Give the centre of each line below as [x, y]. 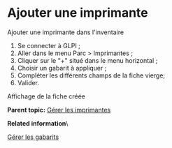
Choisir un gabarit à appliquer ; [62, 68]
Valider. [28, 82]
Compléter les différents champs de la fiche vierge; [91, 75]
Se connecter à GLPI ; [49, 45]
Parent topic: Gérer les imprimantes [59, 110]
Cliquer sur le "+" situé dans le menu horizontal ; [87, 60]
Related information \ [38, 123]
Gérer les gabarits [33, 137]
